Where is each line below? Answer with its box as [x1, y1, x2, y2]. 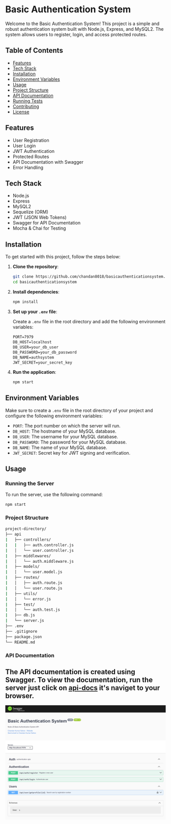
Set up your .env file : [12, 308, 58, 315]
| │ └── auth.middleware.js [5, 559, 74, 564]
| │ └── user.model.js [5, 569, 63, 575]
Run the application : [12, 369, 56, 375]
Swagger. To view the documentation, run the [5, 675, 153, 684]
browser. [5, 692, 35, 700]
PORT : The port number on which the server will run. [12, 422, 121, 429]
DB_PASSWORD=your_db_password [12, 349, 77, 355]
